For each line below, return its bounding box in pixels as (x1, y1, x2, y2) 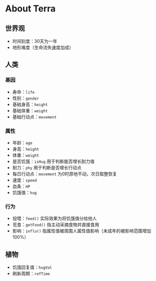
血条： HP (12, 183, 31, 189)
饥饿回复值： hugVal (12, 265, 52, 271)
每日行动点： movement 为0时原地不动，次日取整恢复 (12, 170, 117, 177)
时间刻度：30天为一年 (12, 38, 58, 44)
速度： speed (12, 177, 37, 183)
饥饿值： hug (12, 189, 37, 195)
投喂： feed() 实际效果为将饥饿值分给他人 (12, 215, 97, 222)
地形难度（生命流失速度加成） (12, 44, 74, 50)
